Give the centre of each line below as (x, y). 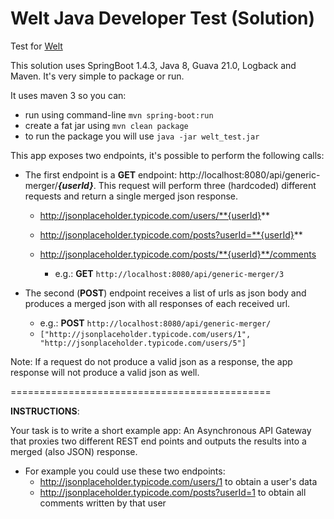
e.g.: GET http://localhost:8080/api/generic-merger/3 (169, 273)
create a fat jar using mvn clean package (106, 125)
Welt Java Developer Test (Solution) (163, 18)
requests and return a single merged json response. (131, 196)
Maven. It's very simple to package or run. (97, 76)
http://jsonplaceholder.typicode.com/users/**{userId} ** (155, 215)
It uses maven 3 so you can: (68, 95)
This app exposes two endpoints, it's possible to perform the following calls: (167, 155)
